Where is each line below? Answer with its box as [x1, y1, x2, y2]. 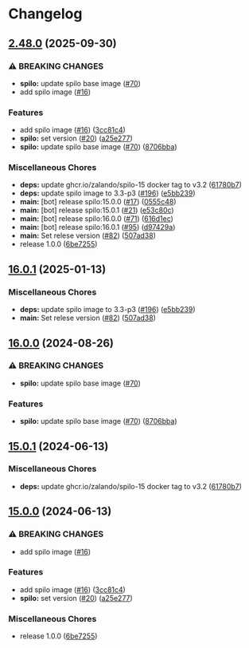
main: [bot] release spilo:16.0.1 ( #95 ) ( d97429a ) [19, 223, 176, 232]
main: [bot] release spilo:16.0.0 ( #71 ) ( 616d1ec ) [19, 214, 173, 223]
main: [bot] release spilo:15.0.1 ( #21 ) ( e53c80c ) [19, 205, 174, 215]
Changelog [8, 5, 83, 23]
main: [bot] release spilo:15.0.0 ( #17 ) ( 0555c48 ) [19, 197, 177, 207]
